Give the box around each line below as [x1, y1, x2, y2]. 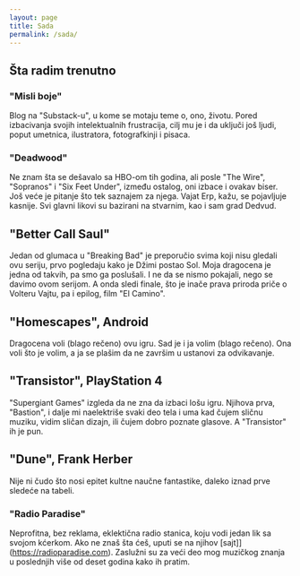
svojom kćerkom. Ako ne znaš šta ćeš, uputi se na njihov [9, 537, 219, 547]
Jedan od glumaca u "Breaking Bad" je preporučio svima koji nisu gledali [9, 250, 278, 261]
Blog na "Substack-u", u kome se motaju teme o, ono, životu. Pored [9, 110, 258, 121]
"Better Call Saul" [9, 226, 110, 242]
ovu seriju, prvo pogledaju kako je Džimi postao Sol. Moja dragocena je [9, 260, 271, 271]
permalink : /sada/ [9, 30, 78, 39]
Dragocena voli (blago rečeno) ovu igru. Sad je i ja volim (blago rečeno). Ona [9, 338, 292, 348]
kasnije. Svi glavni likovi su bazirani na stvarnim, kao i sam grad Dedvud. [9, 201, 277, 211]
